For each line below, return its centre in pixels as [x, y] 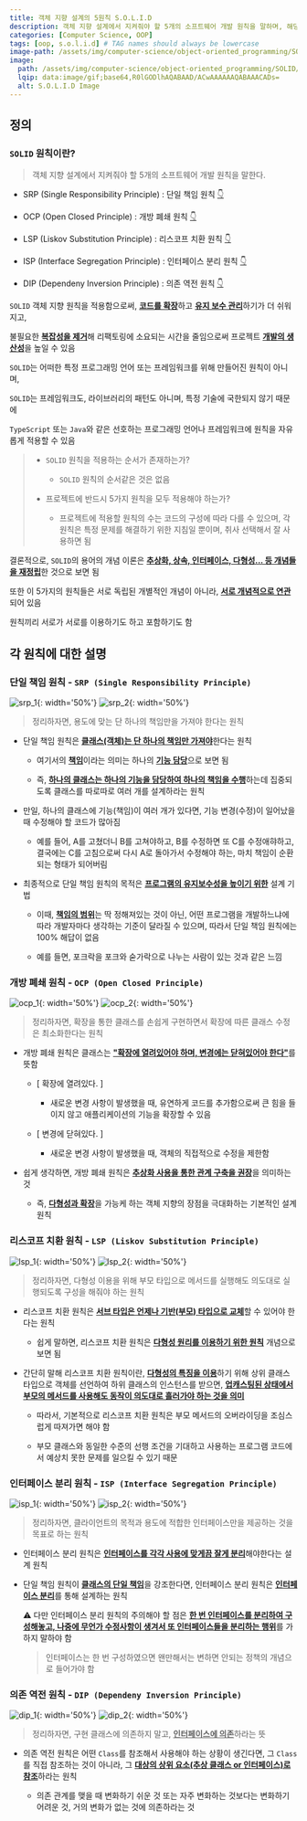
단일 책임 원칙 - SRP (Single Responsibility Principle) [131, 682]
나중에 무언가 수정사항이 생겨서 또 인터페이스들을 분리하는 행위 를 [170, 1626]
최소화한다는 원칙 [72, 1033]
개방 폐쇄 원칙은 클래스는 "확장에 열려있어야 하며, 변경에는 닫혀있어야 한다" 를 [159, 1053]
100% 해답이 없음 [68, 937]
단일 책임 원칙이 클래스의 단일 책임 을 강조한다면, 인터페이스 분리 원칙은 [148, 1584]
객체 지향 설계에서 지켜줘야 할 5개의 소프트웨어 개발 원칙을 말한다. [149, 175]
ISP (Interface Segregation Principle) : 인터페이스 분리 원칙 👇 [134, 261]
